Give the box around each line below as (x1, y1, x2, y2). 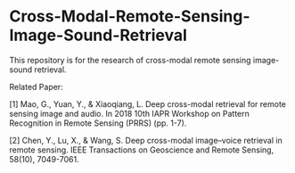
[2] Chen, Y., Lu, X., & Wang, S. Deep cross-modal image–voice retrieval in (9, 135, 283, 145)
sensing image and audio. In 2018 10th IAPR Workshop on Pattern (9, 108, 250, 119)
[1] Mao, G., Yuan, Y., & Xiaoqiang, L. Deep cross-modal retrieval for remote (9, 98, 287, 109)
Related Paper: (9, 81, 64, 92)
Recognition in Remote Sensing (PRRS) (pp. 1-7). (9, 118, 187, 128)
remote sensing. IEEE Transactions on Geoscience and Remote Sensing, (9, 144, 275, 155)
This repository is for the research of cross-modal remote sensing (9, 54, 251, 65)
